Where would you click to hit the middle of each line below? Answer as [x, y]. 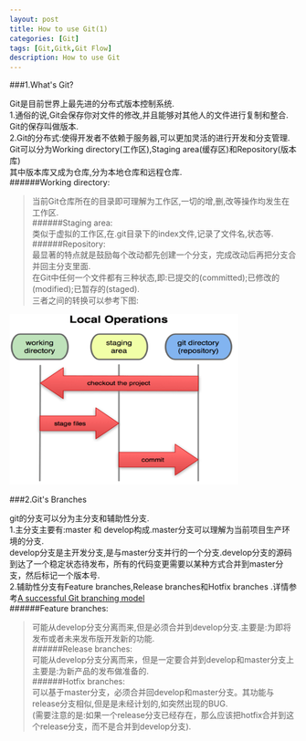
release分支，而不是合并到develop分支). [116, 726]
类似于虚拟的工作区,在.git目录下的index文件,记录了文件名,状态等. [153, 234]
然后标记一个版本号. [63, 576]
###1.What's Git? [42, 85]
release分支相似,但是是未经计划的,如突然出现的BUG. [130, 704]
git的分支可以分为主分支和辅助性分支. [79, 518]
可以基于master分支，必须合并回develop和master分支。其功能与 [153, 693]
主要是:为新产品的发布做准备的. [90, 672]
